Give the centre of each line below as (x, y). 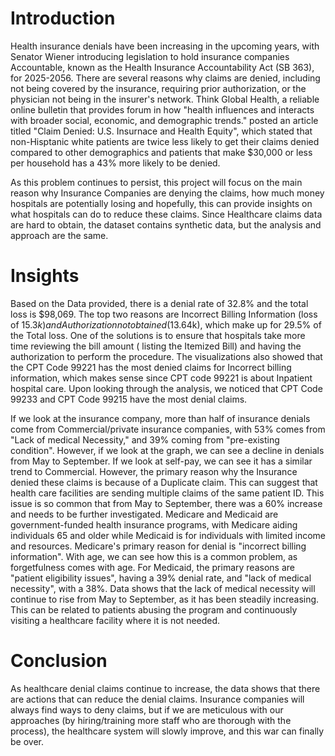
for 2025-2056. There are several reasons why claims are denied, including (165, 78)
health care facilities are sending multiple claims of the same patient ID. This (167, 493)
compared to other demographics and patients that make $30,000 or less (161, 152)
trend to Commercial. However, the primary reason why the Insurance (154, 471)
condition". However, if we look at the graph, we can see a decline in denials (167, 450)
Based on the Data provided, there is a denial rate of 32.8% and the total (159, 303)
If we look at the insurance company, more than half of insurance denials (160, 418)
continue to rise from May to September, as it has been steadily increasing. (165, 599)
